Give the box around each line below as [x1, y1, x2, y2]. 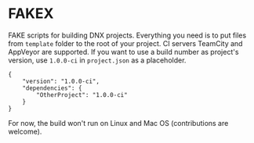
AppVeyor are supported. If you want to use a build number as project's [8, 47, 239, 56]
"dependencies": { [22, 84, 82, 92]
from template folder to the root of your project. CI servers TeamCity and [8, 38, 243, 48]
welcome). [8, 127, 42, 136]
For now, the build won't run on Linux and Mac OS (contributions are [8, 118, 229, 127]
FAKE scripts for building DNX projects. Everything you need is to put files [8, 30, 247, 40]
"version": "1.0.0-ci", [22, 77, 100, 85]
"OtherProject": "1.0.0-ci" [36, 91, 128, 98]
